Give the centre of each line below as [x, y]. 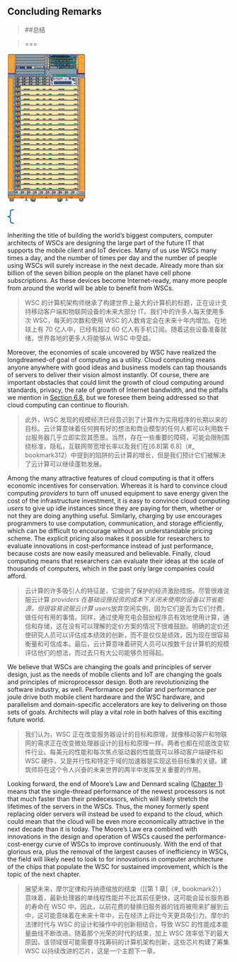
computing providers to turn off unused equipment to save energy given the [118, 493]
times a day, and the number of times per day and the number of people [112, 257]
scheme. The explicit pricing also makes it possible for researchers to [109, 538]
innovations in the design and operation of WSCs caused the [96, 837]
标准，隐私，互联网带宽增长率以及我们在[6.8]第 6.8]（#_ [113, 446]
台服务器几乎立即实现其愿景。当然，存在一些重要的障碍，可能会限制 [124, 437]
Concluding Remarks [55, 12]
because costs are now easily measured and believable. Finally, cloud [109, 553]
